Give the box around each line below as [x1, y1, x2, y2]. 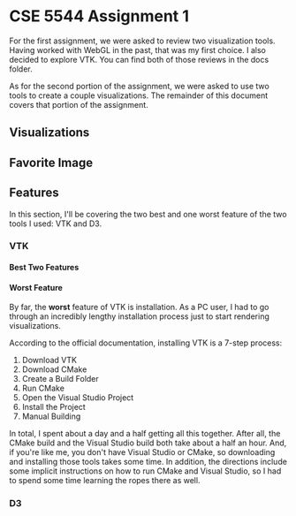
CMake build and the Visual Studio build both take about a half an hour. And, [9, 437, 287, 448]
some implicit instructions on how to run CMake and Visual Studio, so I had [9, 466, 282, 476]
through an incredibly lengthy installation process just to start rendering [9, 311, 269, 322]
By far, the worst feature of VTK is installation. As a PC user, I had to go [9, 302, 269, 313]
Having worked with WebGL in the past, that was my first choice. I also [9, 44, 267, 55]
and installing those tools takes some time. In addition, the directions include [9, 457, 287, 467]
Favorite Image [9, 155, 94, 170]
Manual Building [21, 411, 81, 421]
